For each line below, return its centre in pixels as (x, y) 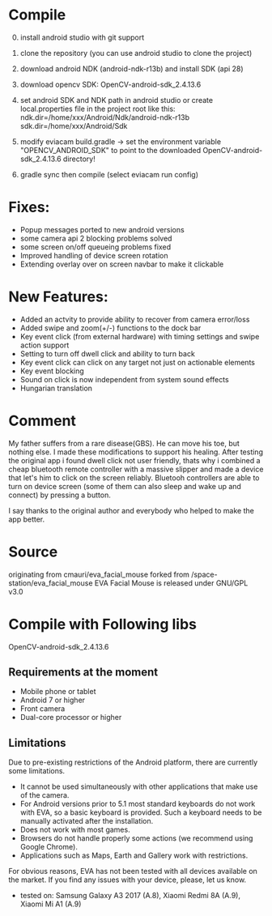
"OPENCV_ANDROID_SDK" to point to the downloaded (110, 150)
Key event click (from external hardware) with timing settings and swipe (140, 336)
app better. (27, 519)
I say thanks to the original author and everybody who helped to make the (132, 510)
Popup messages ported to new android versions (102, 229)
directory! (79, 159)
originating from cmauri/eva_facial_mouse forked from (99, 574)
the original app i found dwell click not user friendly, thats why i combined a (134, 460)
